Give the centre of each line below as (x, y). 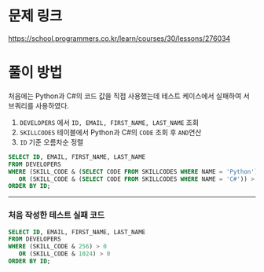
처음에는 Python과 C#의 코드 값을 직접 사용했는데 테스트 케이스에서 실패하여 (125, 96)
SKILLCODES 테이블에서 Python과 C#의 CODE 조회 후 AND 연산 (110, 132)
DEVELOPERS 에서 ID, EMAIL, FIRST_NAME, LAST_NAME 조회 (109, 122)
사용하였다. (52, 105)
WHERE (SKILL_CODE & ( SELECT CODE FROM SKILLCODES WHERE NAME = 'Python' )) (135, 171)
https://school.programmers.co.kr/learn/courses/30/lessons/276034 (119, 38)
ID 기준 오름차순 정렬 (51, 142)
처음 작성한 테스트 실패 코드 (57, 215)
